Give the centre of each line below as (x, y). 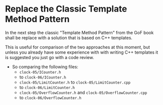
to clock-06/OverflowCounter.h (50, 97)
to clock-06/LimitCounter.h (47, 87)
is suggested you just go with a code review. (49, 57)
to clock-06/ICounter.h (43, 77)
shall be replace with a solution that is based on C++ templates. (69, 38)
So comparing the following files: (45, 67)
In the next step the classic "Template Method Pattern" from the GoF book (80, 32)
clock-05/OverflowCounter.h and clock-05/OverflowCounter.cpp (83, 92)
